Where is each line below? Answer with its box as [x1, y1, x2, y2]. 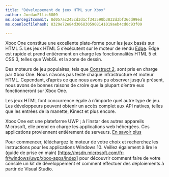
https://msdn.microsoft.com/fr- [59, 150, 125, 156]
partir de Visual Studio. [5, 166, 53, 172]
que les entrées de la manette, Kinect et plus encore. [5, 108, 116, 114]
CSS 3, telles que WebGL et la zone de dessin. [5, 56, 103, 63]
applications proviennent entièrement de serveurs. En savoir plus [5, 129, 142, 135]
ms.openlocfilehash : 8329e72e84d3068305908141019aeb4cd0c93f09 [5, 21, 143, 27]
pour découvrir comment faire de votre [79, 155, 161, 161]
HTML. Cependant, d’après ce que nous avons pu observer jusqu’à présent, [5, 77, 164, 83]
